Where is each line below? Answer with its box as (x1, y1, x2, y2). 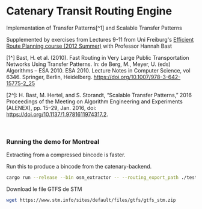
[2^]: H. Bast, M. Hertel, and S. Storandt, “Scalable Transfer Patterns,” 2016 (6, 91, 192, 98)
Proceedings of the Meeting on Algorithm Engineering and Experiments (6, 98, 183, 105)
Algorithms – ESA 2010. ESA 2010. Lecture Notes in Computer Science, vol (6, 66, 191, 74)
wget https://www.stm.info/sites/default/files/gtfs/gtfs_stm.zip (6, 198, 176, 204)
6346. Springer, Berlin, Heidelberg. (6, 73, 93, 80)
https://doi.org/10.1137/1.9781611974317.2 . (6, 111, 108, 118)
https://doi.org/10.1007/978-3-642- (93, 73, 181, 80)
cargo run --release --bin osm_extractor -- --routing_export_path (6, 175, 179, 181)
